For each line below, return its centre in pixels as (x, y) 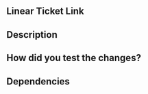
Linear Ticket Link (45, 11)
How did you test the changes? (74, 58)
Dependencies (38, 81)
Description (32, 35)
